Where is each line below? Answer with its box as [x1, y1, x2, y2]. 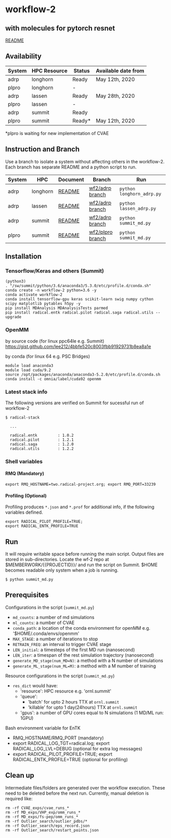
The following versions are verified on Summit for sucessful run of [5, 400, 144, 406]
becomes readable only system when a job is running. [5, 567, 119, 573]
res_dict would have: [12, 682, 58, 688]
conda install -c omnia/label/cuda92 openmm [5, 376, 101, 381]
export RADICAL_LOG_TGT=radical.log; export [12, 740, 110, 746]
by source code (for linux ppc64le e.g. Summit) [5, 338, 104, 344]
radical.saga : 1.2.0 [10, 441, 74, 446]
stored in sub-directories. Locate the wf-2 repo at [5, 556, 109, 563]
